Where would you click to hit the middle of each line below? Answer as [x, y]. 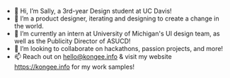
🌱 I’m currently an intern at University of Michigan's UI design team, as [117, 33]
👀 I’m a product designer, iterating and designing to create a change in [116, 18]
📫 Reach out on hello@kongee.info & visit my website [93, 56]
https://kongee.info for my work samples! [74, 67]
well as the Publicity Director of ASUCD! [72, 41]
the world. [29, 26]
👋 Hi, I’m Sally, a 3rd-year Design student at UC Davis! [93, 11]
